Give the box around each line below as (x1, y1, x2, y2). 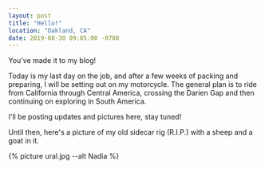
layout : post (8, 11, 52, 20)
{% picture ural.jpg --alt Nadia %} (8, 151, 120, 161)
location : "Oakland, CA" (8, 26, 91, 34)
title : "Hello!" (8, 19, 62, 27)
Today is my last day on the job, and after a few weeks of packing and (8, 71, 239, 81)
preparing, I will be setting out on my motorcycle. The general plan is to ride (8, 80, 257, 89)
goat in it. (8, 136, 40, 146)
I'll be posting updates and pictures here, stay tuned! (8, 112, 182, 122)
